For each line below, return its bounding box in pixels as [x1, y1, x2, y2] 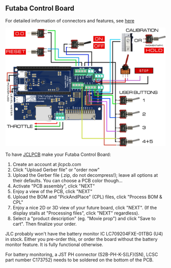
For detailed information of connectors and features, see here [5, 17, 135, 23]
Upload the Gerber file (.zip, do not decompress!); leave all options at [12, 172, 158, 178]
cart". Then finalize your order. [12, 221, 77, 227]
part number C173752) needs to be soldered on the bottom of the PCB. [5, 257, 154, 263]
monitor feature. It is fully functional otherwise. [5, 242, 103, 248]
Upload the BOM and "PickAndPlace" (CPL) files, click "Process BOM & [12, 194, 163, 200]
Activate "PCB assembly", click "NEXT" [12, 183, 95, 189]
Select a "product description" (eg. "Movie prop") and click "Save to [12, 216, 156, 222]
